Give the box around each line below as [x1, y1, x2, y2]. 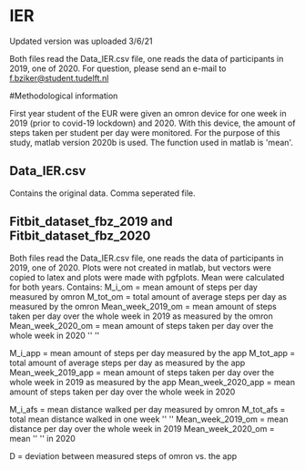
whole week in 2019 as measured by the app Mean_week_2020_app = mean [9, 376, 296, 387]
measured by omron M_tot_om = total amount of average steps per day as [9, 291, 287, 301]
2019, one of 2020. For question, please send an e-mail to [9, 63, 227, 74]
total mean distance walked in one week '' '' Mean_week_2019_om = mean [9, 414, 289, 424]
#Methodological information [9, 90, 118, 101]
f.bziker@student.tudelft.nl [9, 72, 109, 83]
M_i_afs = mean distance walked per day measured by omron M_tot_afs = [9, 404, 286, 414]
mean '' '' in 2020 [9, 433, 76, 444]
